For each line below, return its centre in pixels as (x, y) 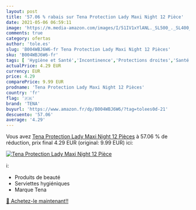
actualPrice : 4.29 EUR (34, 66)
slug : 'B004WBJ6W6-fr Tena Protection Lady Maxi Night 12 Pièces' (88, 50)
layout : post (22, 11)
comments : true (24, 33)
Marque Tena (30, 190)
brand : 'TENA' (23, 104)
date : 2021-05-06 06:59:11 (39, 22)
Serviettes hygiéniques (42, 184)
